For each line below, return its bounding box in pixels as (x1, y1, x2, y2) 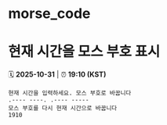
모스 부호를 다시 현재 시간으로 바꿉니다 (8, 105, 118, 112)
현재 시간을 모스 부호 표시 (8, 43, 161, 61)
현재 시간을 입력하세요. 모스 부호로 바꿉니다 (8, 89, 132, 98)
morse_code (8, 5, 91, 23)
